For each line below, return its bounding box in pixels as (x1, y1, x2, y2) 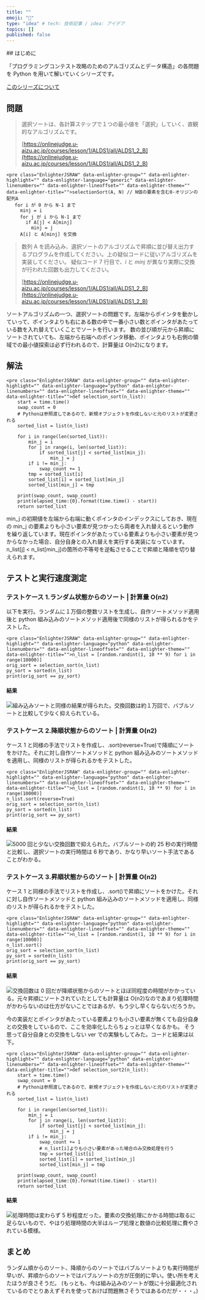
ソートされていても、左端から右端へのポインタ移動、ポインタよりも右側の (6, 333, 193, 341)
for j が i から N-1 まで (20, 214, 81, 220)
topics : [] (6, 26, 34, 33)
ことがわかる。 (6, 856, 44, 863)
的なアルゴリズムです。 (21, 128, 80, 135)
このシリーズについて (6, 84, 60, 91)
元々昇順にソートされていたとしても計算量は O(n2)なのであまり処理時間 (17, 994, 199, 1002)
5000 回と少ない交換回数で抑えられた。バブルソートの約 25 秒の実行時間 (12, 841, 198, 848)
